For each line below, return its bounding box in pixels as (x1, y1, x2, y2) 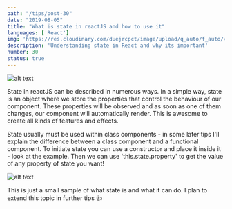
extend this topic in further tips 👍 (7, 194, 103, 202)
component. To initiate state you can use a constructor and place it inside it (7, 144, 221, 152)
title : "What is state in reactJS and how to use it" (7, 23, 166, 30)
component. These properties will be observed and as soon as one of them (7, 101, 222, 110)
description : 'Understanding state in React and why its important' (7, 42, 209, 49)
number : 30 (7, 49, 39, 56)
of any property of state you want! (7, 159, 105, 168)
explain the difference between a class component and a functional (7, 137, 199, 146)
